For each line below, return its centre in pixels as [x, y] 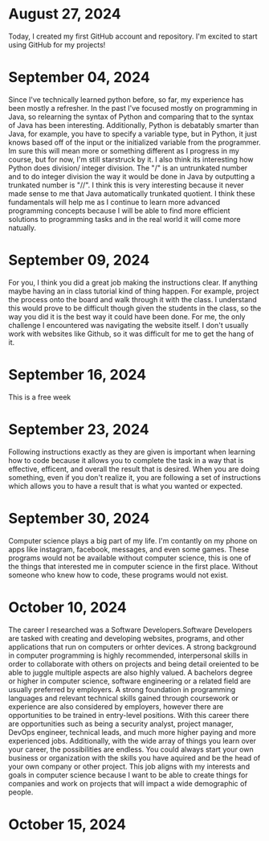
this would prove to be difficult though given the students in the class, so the [135, 308]
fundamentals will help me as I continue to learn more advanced [114, 202]
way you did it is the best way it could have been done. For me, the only [127, 316]
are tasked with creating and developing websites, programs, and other [126, 638]
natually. [22, 228]
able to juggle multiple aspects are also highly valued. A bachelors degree [130, 672]
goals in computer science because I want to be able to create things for [128, 775]
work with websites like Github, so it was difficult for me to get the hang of [131, 334]
